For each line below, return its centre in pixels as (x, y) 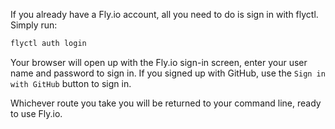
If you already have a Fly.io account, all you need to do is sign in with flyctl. (164, 14)
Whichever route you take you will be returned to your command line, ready (166, 103)
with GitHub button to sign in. (71, 83)
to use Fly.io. (36, 113)
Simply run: (34, 25)
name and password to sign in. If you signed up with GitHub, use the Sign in (168, 73)
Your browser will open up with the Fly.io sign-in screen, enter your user (159, 62)
